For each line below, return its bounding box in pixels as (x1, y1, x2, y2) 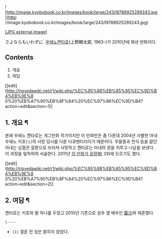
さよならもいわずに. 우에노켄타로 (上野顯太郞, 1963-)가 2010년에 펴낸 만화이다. (5, 39, 157, 45)
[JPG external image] (5, 29, 47, 34)
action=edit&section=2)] (5, 181, 54, 187)
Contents (5, 53, 34, 62)
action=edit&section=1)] (5, 103, 53, 109)
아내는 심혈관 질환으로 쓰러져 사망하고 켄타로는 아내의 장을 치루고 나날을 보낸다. (5, 144, 155, 150)
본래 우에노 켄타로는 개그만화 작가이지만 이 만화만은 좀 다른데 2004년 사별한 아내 (5, 132, 158, 138)
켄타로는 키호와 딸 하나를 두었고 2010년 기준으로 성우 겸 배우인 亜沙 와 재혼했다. (5, 210, 155, 216)
